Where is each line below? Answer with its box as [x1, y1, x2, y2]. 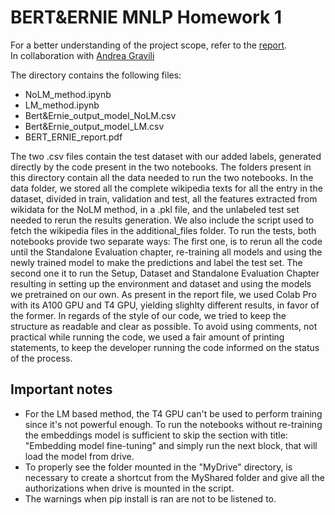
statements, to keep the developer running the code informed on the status [10, 341, 320, 353]
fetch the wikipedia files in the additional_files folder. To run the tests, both [10, 224, 317, 236]
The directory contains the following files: [10, 69, 182, 81]
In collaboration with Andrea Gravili [10, 49, 155, 61]
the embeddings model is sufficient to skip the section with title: [24, 429, 288, 441]
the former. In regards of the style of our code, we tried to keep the [10, 309, 287, 321]
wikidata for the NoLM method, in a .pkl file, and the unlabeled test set [10, 203, 300, 215]
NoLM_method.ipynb [24, 88, 112, 100]
